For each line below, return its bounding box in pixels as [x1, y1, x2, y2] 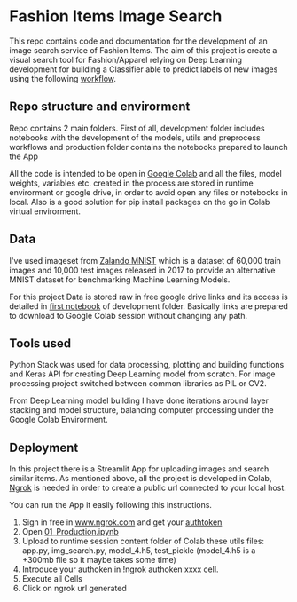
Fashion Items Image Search [9, 6, 223, 27]
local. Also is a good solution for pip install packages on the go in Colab [9, 196, 270, 207]
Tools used [9, 336, 72, 351]
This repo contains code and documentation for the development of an [9, 36, 268, 46]
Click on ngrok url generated [21, 583, 127, 594]
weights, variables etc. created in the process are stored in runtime [9, 178, 254, 188]
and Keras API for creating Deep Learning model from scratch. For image [9, 368, 277, 379]
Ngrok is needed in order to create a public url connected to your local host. [9, 482, 286, 494]
